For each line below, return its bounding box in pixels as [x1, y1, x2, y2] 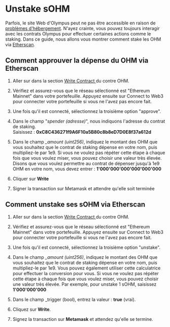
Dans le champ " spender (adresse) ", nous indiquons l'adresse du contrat [12, 118, 165, 124]
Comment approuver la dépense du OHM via [5, 56, 149, 65]
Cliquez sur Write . [12, 306, 51, 312]
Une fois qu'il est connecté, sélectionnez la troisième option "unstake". [12, 244, 161, 250]
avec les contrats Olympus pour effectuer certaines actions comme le [5, 31, 151, 37]
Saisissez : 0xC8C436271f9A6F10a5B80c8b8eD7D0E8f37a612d [12, 129, 151, 135]
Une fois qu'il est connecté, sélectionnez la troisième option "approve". [12, 108, 161, 114]
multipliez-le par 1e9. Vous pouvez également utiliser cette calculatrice [12, 265, 161, 271]
